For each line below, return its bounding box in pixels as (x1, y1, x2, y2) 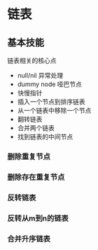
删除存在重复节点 (7, 172, 65, 182)
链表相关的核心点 (7, 57, 57, 64)
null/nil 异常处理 (17, 71, 64, 79)
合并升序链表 (7, 234, 51, 244)
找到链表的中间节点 (17, 132, 73, 141)
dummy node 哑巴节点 (17, 80, 83, 88)
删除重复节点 (7, 151, 51, 161)
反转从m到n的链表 (7, 213, 69, 223)
